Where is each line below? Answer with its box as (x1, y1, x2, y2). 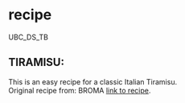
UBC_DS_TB (8, 32, 48, 42)
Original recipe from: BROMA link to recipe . (8, 85, 151, 95)
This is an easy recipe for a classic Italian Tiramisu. (8, 76, 178, 86)
